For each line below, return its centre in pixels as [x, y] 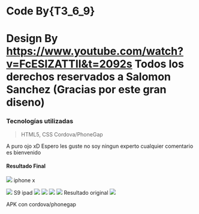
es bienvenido [24, 152]
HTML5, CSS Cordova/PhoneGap [62, 134]
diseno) [25, 102]
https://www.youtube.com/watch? [95, 51]
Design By [32, 39]
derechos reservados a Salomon [89, 77]
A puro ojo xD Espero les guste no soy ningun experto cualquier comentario [100, 146]
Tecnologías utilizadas [40, 121]
